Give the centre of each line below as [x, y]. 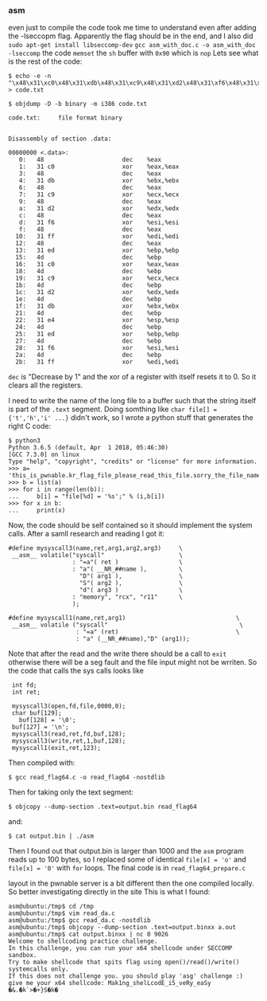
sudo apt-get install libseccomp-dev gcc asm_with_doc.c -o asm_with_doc [132, 45]
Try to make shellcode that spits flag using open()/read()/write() [124, 962]
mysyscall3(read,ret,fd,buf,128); [69, 734]
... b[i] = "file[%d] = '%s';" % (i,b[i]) [87, 497]
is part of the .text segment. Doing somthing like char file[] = [113, 409]
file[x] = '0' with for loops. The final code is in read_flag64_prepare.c [127, 868]
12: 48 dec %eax [88, 244]
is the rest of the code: [45, 61]
